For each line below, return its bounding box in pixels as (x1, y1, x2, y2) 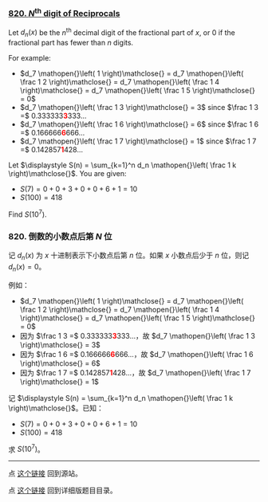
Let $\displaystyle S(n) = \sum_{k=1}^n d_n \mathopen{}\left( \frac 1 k (8, 160, 237, 170)
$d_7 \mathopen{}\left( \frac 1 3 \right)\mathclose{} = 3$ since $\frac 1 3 (19, 103, 259, 112)
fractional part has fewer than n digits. (8, 38, 134, 48)
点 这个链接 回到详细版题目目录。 (8, 485, 117, 496)
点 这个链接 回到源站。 (8, 469, 82, 478)
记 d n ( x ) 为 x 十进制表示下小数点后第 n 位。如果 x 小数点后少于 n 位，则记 (8, 250, 250, 261)
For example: (8, 53, 52, 63)
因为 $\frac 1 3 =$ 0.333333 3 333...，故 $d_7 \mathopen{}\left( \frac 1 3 (19, 331, 255, 340)
